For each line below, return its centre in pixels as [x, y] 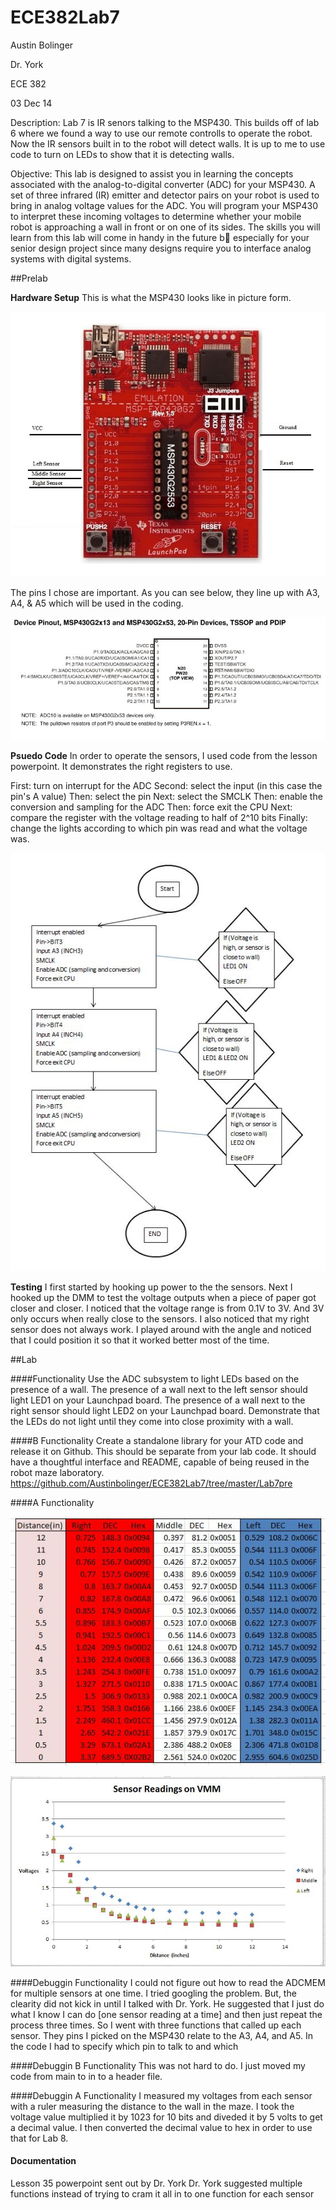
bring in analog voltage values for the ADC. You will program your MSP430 [164, 205]
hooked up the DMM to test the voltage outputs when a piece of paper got [163, 1297]
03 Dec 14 [31, 103]
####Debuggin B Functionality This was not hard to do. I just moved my [158, 2065]
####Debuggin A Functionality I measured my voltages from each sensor [161, 2095]
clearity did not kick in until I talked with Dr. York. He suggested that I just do [167, 2003]
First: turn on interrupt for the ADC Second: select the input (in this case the [166, 786]
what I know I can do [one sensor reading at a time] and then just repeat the [166, 2014]
